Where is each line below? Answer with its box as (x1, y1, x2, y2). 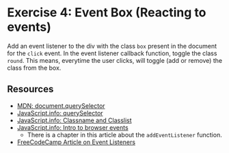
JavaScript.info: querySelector (16, 109, 104, 117)
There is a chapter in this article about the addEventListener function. (27, 130, 222, 139)
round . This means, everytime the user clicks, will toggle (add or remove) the (7, 56, 223, 64)
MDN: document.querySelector (16, 101, 105, 110)
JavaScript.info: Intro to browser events (16, 123, 129, 131)
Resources (7, 83, 54, 95)
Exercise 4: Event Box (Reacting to (7, 5, 206, 20)
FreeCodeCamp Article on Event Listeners (16, 138, 135, 146)
